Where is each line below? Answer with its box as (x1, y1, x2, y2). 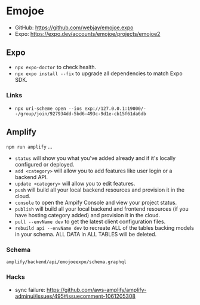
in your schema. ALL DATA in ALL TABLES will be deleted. (14, 230, 157, 238)
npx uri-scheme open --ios (14, 106, 82, 112)
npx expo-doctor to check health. (14, 63, 97, 70)
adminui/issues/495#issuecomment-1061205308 (14, 292, 136, 300)
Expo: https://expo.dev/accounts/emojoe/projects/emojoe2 (14, 30, 161, 37)
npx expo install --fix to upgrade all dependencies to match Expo (14, 70, 183, 77)
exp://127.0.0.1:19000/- (84, 106, 146, 112)
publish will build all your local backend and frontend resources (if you (14, 205, 189, 212)
